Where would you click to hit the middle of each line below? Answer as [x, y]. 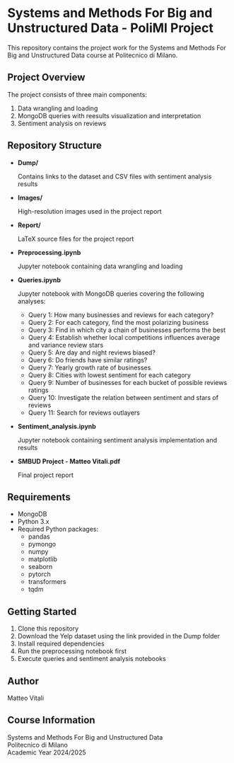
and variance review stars [66, 345]
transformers [47, 582]
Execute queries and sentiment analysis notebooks [92, 659]
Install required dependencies [61, 644]
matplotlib [43, 559]
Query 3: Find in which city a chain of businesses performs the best [127, 330]
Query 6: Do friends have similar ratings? [88, 360]
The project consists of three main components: [77, 94]
